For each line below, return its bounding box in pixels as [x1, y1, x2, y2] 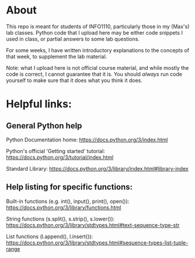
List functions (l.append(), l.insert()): [6, 233, 93, 240]
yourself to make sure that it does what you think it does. [6, 77, 143, 84]
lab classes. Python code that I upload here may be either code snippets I [6, 29, 183, 36]
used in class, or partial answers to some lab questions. [6, 35, 140, 42]
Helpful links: [6, 97, 72, 111]
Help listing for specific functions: [6, 182, 133, 192]
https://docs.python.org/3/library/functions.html [6, 203, 121, 211]
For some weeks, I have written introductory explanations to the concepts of [6, 46, 190, 53]
